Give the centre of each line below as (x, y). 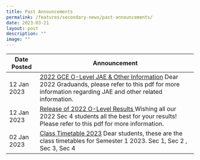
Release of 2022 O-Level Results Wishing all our (108, 109)
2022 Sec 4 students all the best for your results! (108, 116)
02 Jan (19, 137)
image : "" (18, 39)
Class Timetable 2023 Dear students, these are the (111, 133)
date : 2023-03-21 (28, 23)
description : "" (26, 34)
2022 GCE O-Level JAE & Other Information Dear (109, 77)
